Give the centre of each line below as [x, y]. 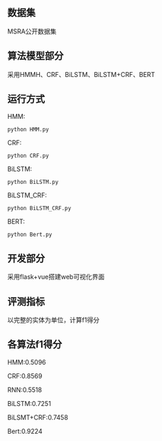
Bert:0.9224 [25, 431]
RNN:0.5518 [25, 390]
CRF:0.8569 [25, 375]
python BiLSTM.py [33, 182]
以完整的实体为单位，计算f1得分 [53, 320]
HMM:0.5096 [27, 362]
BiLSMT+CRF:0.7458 [38, 417]
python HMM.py [28, 130]
